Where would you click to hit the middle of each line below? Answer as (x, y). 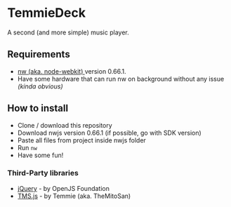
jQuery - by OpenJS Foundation (64, 188)
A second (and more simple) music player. (68, 32)
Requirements (39, 54)
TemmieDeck (47, 13)
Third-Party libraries (43, 173)
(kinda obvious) (40, 86)
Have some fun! (40, 155)
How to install (38, 108)
